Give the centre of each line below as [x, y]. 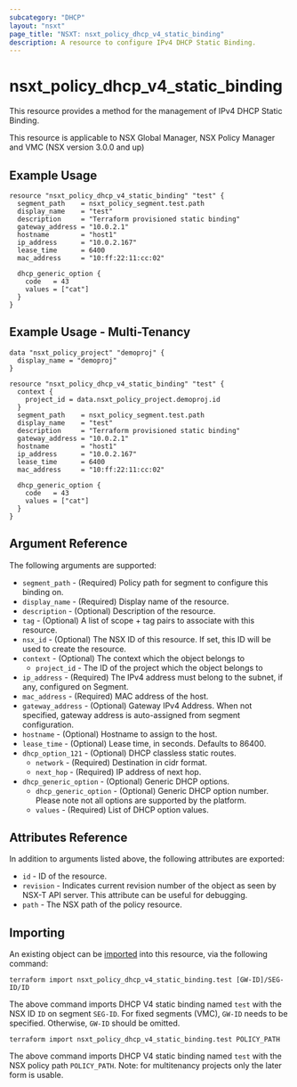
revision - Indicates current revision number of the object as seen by [149, 886]
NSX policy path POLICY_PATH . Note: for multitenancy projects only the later [146, 1066]
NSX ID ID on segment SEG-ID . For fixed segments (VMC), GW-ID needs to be [148, 1014]
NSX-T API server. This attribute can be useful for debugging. [135, 895]
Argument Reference [68, 544]
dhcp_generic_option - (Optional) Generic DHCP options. [125, 781]
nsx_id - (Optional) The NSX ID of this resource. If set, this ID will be [146, 639]
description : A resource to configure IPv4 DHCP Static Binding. [132, 42]
